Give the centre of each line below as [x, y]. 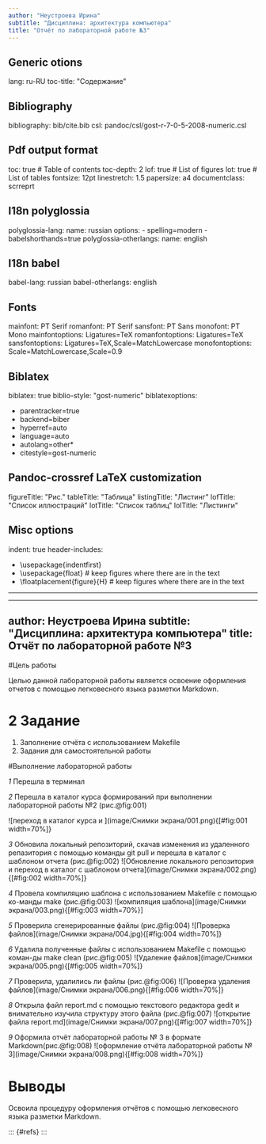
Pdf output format [53, 150]
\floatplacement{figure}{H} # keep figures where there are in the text [132, 581]
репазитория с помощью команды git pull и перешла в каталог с [118, 853]
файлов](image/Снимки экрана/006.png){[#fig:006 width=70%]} [116, 990]
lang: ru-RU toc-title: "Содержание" [67, 82]
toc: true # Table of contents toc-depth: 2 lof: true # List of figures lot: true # [133, 169]
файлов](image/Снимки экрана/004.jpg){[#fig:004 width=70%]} [115, 934]
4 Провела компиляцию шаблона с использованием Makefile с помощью [133, 893]
